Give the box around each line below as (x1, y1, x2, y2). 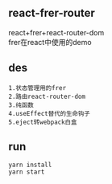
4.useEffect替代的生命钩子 (8, 109, 90, 117)
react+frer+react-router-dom (8, 27, 105, 37)
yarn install (8, 161, 52, 170)
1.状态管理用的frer (8, 84, 67, 92)
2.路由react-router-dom (8, 92, 86, 100)
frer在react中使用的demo (8, 37, 92, 47)
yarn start (8, 168, 45, 176)
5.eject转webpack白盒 (8, 118, 77, 126)
